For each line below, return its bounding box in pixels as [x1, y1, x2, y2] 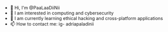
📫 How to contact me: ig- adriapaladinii [10, 21, 94, 27]
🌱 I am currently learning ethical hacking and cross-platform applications [10, 15, 163, 21]
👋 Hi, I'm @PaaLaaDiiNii [10, 5, 60, 10]
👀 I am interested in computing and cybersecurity [10, 10, 114, 16]
